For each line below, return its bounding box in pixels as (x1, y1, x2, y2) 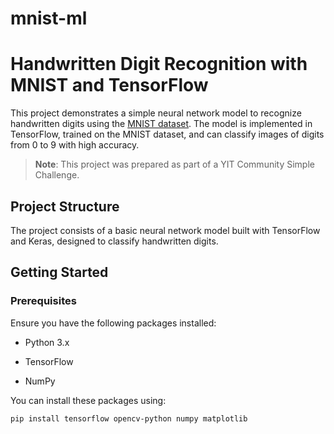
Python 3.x (24, 336, 70, 348)
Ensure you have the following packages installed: (10, 317, 217, 329)
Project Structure (10, 198, 120, 215)
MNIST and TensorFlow (10, 74, 209, 97)
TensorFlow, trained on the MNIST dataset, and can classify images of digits (10, 128, 325, 141)
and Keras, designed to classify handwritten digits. (10, 235, 219, 247)
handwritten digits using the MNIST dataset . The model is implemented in (10, 118, 313, 130)
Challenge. (34, 169, 80, 181)
